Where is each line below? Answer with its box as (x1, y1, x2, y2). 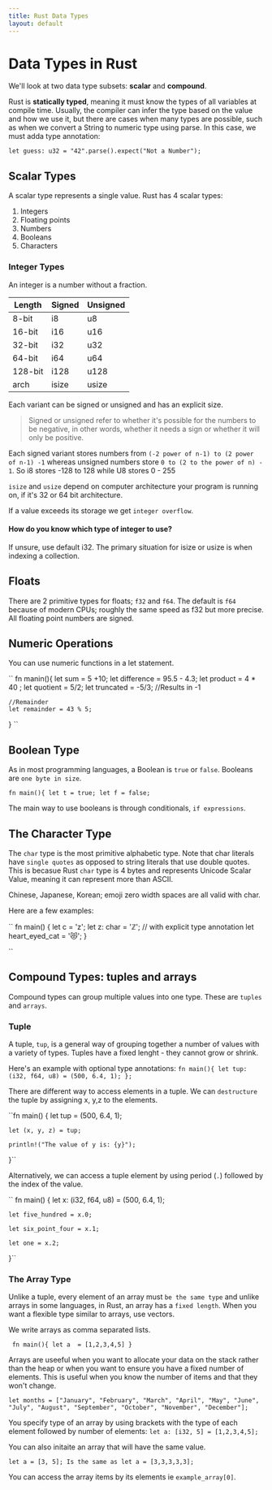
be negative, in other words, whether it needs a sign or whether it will (28, 424, 261, 434)
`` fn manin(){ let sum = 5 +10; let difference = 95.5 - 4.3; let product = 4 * (8, 674, 257, 684)
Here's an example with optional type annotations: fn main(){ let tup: (8, 1064, 248, 1073)
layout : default (8, 19, 63, 28)
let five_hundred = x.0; (8, 1211, 93, 1219)
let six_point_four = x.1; (8, 1225, 100, 1233)
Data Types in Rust (8, 54, 138, 73)
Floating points (19, 215, 71, 225)
